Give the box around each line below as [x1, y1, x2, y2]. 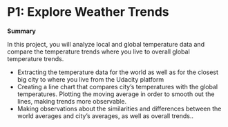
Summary [7, 27, 36, 35]
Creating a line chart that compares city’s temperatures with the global [17, 82, 218, 91]
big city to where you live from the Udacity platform [17, 75, 164, 83]
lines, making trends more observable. [17, 97, 126, 105]
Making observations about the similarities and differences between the [17, 104, 222, 113]
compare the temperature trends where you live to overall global [7, 47, 190, 56]
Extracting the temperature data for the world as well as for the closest [17, 68, 219, 76]
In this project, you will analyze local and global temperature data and [7, 40, 205, 48]
